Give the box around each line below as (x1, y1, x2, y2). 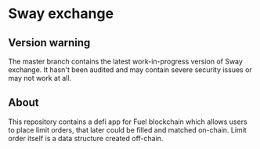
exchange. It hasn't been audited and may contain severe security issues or (8, 65, 252, 74)
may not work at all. (8, 74, 72, 82)
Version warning (8, 36, 91, 49)
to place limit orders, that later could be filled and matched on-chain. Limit (8, 125, 247, 134)
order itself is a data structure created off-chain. (8, 133, 164, 143)
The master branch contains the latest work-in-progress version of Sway (8, 56, 243, 66)
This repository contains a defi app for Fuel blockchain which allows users (8, 117, 248, 126)
